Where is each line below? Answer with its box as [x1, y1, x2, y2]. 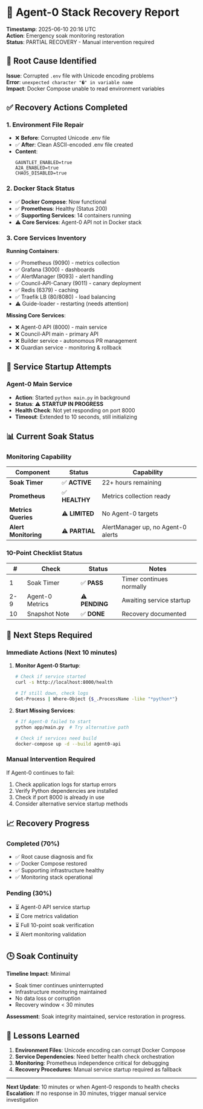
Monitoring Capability [6, 452, 72, 461]
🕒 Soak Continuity [6, 951, 79, 962]
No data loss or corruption [14, 995, 81, 1002]
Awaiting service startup [121, 596, 191, 604]
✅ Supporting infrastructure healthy [14, 867, 105, 874]
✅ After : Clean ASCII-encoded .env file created [14, 141, 134, 148]
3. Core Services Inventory [6, 233, 86, 242]
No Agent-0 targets [101, 509, 158, 518]
